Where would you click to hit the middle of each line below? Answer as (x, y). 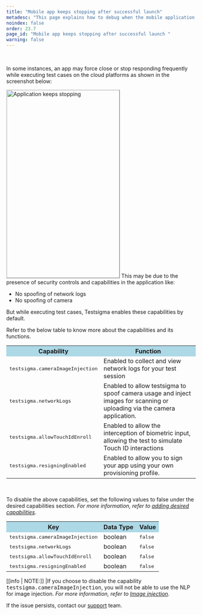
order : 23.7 (21, 29)
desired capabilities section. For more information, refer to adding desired (98, 506)
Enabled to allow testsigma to (145, 386)
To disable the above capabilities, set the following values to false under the (100, 499)
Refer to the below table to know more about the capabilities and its (90, 330)
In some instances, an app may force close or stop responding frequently (97, 69)
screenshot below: (29, 81)
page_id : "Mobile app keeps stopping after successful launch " (88, 34)
